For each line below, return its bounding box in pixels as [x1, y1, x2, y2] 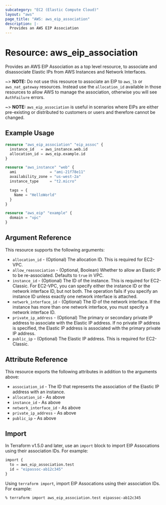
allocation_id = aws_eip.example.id [9, 151, 85, 157]
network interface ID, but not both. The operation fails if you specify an [12, 288, 158, 294]
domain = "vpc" [9, 215, 41, 220]
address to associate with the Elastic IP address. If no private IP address [12, 320, 161, 326]
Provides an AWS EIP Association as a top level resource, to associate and [5, 64, 158, 70]
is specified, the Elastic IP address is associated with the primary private [12, 325, 161, 331]
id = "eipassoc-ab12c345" [9, 467, 64, 472]
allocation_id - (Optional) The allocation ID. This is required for [12, 256, 143, 262]
